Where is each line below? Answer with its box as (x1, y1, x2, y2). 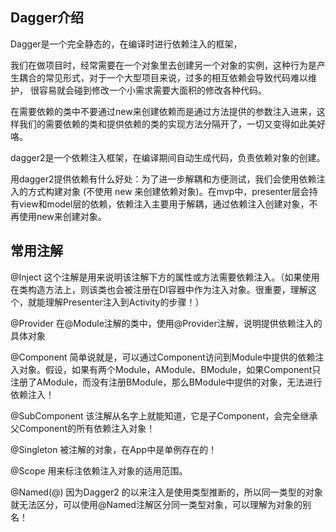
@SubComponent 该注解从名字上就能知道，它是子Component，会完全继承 (10, 409, 318, 422)
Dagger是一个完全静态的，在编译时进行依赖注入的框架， (10, 38, 243, 50)
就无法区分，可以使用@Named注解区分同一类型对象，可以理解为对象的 (10, 498, 303, 510)
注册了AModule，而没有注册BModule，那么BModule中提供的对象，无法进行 (10, 376, 323, 388)
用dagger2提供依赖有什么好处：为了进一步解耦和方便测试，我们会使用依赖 (10, 173, 317, 185)
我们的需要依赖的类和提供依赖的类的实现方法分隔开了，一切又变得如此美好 (18, 118, 326, 130)
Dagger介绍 (10, 9, 84, 27)
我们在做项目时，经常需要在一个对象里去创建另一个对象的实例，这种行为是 (10, 59, 317, 71)
